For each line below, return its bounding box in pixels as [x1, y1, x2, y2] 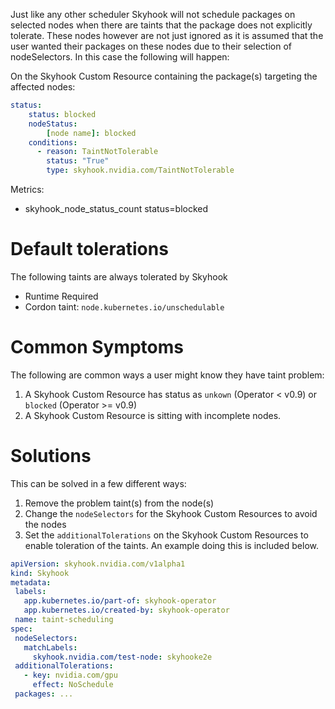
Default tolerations [10, 238, 169, 261]
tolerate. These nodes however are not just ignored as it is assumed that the [10, 30, 324, 41]
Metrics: [10, 184, 45, 195]
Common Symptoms [10, 336, 185, 359]
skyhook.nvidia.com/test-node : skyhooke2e [32, 652, 213, 662]
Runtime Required [24, 290, 99, 302]
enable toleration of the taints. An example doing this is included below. [24, 539, 319, 551]
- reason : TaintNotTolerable [36, 147, 159, 157]
